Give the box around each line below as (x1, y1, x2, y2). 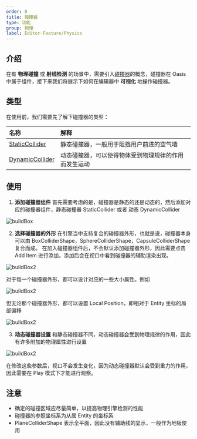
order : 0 (6, 8, 28, 15)
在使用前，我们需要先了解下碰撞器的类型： (6, 113, 109, 120)
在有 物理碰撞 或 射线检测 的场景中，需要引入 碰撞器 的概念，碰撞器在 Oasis (6, 70, 186, 77)
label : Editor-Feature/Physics (6, 31, 83, 36)
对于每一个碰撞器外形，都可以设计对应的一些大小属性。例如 (6, 276, 150, 283)
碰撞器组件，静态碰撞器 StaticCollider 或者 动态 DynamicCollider (25, 206, 181, 213)
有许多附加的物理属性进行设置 (14, 338, 87, 345)
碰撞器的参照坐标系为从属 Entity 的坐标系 (14, 412, 114, 419)
